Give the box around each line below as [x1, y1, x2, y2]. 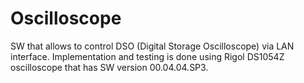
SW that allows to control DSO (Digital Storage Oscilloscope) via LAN [10, 40, 295, 52]
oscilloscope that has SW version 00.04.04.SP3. [10, 61, 209, 73]
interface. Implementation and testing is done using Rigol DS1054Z [10, 50, 285, 62]
